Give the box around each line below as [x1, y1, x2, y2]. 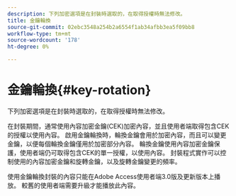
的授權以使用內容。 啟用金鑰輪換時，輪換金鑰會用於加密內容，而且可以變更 [7, 130, 227, 139]
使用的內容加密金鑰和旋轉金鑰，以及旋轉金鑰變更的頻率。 [13, 157, 181, 166]
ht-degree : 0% [7, 43, 50, 50]
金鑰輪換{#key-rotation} [7, 82, 152, 98]
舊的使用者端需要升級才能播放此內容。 [27, 181, 140, 190]
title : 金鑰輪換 [7, 17, 51, 24]
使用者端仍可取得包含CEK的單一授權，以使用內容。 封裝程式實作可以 [19, 148, 220, 156]
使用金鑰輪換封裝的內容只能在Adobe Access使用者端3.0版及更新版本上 [7, 172, 215, 180]
